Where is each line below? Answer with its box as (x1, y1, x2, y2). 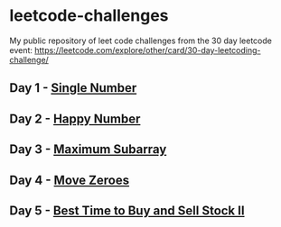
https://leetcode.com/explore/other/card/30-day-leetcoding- (34, 44, 261, 55)
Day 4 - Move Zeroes (9, 172, 129, 187)
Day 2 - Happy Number (9, 111, 141, 126)
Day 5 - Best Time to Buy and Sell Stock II (9, 203, 246, 218)
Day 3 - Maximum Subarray (9, 141, 167, 158)
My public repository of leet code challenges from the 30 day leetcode (9, 35, 273, 46)
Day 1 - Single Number (9, 80, 137, 95)
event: (9, 44, 33, 55)
